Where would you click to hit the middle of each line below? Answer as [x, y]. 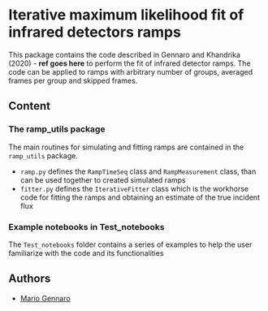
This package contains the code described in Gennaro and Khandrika [125, 54]
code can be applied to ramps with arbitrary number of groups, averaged [131, 71]
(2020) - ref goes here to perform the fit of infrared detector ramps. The [130, 63]
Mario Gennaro [45, 298]
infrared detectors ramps [95, 32]
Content [30, 106]
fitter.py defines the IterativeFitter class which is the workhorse [134, 188]
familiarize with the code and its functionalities [86, 253]
